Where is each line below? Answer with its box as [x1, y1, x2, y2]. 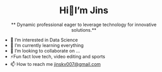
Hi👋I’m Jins [59, 5, 109, 16]
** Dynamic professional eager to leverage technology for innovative [11, 21, 157, 28]
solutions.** [71, 27, 97, 33]
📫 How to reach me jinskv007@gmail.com [10, 61, 101, 67]
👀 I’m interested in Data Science [10, 37, 78, 43]
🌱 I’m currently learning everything [10, 42, 84, 48]
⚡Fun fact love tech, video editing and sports [10, 53, 105, 59]
